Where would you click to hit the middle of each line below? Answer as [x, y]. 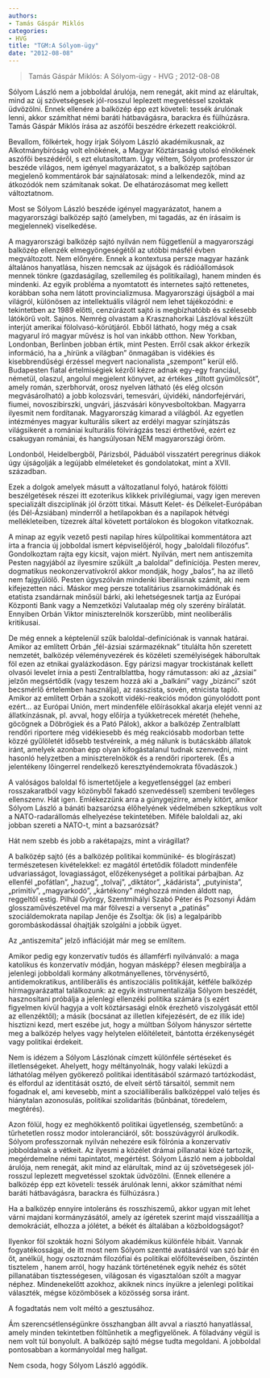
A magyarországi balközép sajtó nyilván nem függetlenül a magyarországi [131, 241]
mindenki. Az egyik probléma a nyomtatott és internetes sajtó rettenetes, [129, 284]
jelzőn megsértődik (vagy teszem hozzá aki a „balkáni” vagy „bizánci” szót [132, 681]
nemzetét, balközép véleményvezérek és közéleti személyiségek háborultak [134, 655]
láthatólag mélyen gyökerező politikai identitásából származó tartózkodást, [132, 1074]
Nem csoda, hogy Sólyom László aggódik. [78, 1365]
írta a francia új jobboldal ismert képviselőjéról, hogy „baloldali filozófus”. [129, 545]
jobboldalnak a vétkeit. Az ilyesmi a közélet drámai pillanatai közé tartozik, [131, 1150]
